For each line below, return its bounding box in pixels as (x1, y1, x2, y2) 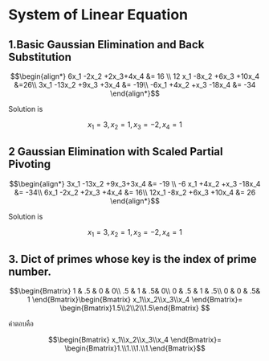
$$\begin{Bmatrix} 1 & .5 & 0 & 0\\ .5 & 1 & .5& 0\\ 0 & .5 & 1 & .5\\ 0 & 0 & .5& (9, 286, 261, 296)
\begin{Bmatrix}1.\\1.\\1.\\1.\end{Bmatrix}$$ (63, 343, 206, 353)
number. (8, 265, 52, 278)
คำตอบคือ (8, 319, 34, 329)
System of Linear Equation (8, 6, 189, 24)
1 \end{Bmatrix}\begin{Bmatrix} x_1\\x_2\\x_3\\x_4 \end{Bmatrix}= (26, 295, 243, 305)
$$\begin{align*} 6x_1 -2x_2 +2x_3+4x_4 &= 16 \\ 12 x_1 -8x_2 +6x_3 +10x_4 (10, 72, 259, 81)
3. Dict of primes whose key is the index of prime (8, 252, 257, 266)
